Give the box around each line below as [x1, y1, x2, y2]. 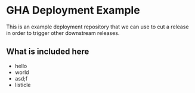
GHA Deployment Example [6, 4, 140, 17]
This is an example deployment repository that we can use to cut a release [6, 23, 189, 30]
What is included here [6, 47, 89, 57]
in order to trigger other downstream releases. [6, 29, 120, 36]
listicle [14, 81, 31, 88]
